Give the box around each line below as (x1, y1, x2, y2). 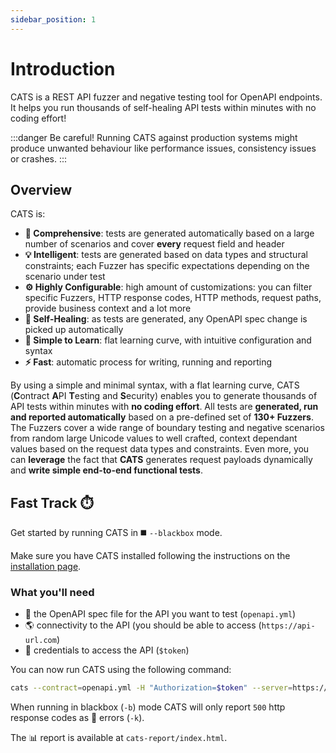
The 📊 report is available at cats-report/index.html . (10, 732, 228, 744)
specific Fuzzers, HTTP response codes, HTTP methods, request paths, (24, 292, 322, 304)
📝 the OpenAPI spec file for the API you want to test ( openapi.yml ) (24, 608, 297, 620)
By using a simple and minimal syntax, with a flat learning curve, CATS (10, 379, 300, 391)
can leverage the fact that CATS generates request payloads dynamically (10, 454, 313, 466)
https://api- (261, 621, 316, 631)
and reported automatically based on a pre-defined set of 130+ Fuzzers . (10, 411, 314, 423)
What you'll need (10, 586, 95, 600)
